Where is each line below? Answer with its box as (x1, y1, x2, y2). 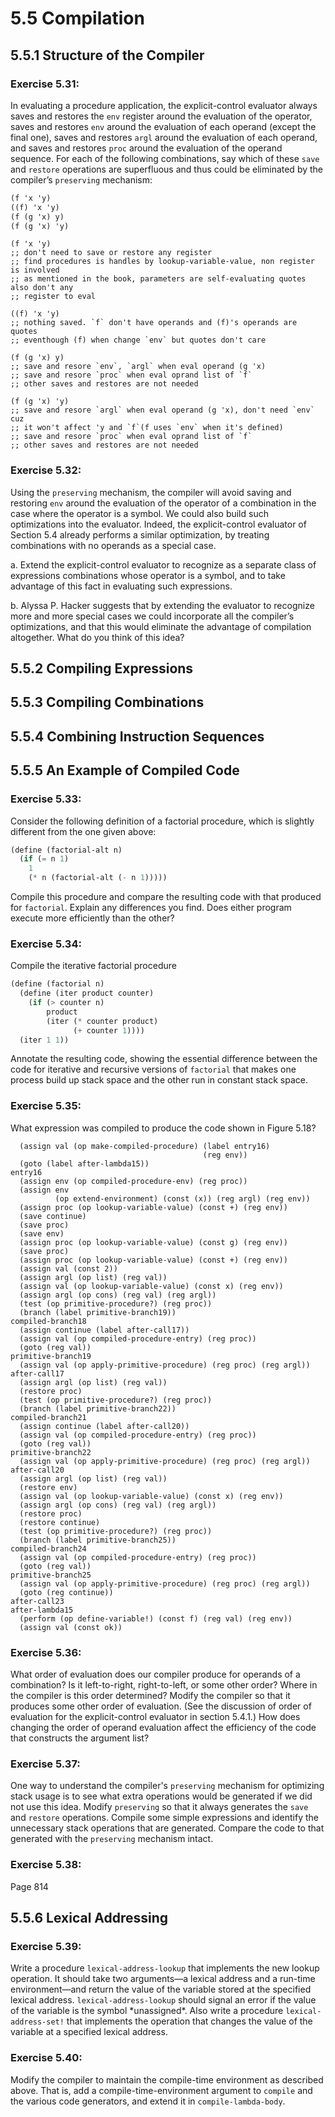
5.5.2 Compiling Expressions (10, 660, 194, 677)
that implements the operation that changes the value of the (66, 2015, 313, 2027)
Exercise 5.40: (10, 2051, 83, 2065)
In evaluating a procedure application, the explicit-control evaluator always (10, 99, 318, 111)
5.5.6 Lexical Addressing (10, 1910, 169, 1927)
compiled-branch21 (10, 1412, 87, 1422)
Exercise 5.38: (10, 1858, 82, 1872)
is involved (10, 265, 60, 276)
